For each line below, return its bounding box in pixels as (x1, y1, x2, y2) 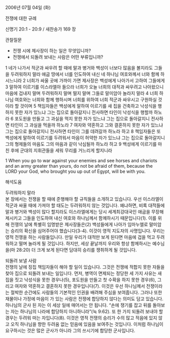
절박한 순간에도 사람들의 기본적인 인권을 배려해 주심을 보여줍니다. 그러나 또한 (10, 289, 162, 295)
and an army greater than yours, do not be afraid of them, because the (5, 163, 153, 169)
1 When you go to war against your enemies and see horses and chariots (5, 158, 157, 164)
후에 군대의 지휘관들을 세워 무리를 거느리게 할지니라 (10, 147, 113, 153)
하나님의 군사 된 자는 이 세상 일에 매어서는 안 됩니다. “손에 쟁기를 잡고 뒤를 (5, 302, 152, 308)
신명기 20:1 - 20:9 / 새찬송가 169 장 (5, 26, 76, 32)
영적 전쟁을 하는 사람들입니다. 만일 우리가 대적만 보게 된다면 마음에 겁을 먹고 (5, 234, 156, 240)
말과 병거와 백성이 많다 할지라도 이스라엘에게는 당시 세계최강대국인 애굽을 (5, 209, 151, 214)
